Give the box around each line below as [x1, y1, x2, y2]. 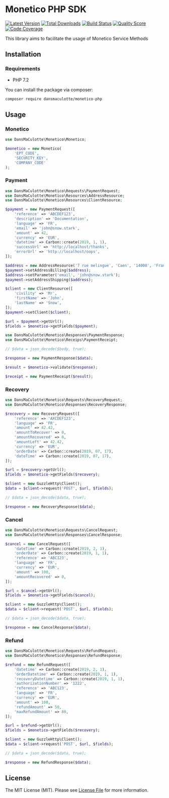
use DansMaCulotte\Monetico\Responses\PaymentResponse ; [5, 333, 125, 338]
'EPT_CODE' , [14, 151, 39, 156]
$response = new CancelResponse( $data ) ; [5, 625, 92, 630]
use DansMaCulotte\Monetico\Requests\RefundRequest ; [5, 648, 118, 653]
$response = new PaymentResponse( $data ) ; [5, 356, 94, 361]
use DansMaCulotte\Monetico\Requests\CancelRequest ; [5, 527, 118, 533]
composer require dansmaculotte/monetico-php [5, 96, 102, 102]
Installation [5, 50, 41, 59]
